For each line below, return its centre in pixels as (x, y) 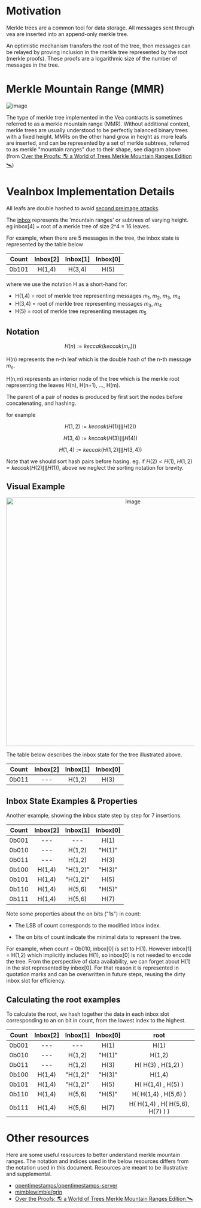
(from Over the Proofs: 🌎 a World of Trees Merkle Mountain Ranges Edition (99, 156)
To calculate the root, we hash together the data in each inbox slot (88, 1014)
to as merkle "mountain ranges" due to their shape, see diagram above (94, 149)
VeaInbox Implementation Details (90, 192)
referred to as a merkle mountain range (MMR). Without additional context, (98, 124)
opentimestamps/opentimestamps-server (66, 1185)
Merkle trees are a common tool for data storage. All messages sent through (100, 28)
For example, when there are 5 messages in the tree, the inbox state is (93, 238)
